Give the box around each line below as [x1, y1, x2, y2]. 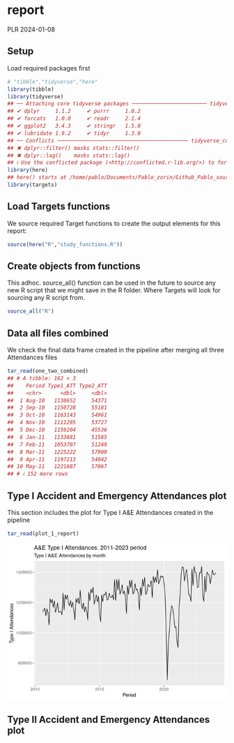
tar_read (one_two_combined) [7, 368, 89, 375]
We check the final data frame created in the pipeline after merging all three [7, 346, 224, 354]
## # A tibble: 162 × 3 [7, 375, 77, 382]
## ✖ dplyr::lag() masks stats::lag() [7, 152, 130, 159]
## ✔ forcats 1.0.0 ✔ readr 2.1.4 [7, 115, 141, 122]
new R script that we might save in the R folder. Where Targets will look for [7, 286, 221, 294]
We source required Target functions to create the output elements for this [7, 219, 221, 227]
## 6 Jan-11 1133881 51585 [7, 433, 108, 441]
